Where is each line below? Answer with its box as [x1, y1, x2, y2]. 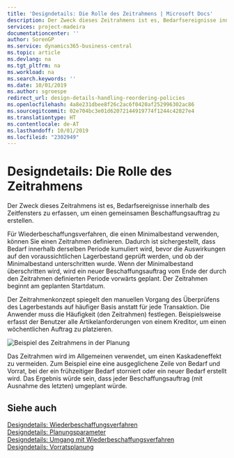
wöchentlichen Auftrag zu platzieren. [7, 325, 114, 334]
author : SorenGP [7, 36, 54, 43]
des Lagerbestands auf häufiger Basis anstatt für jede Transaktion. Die [7, 303, 210, 311]
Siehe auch [7, 402, 57, 414]
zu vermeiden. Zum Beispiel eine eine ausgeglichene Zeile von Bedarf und [7, 360, 221, 368]
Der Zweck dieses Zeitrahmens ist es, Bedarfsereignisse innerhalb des [7, 202, 210, 210]
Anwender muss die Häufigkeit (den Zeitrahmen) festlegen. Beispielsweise [7, 310, 221, 318]
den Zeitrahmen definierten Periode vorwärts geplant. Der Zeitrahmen [7, 274, 208, 283]
